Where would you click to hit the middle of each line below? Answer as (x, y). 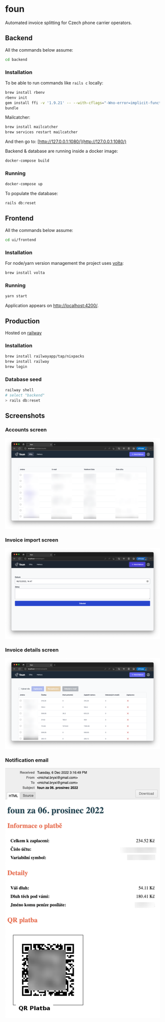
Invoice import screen (32, 540)
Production (23, 321)
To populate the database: (31, 194)
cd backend (16, 59)
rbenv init (16, 98)
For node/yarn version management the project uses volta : (65, 263)
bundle (12, 108)
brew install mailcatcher (31, 127)
